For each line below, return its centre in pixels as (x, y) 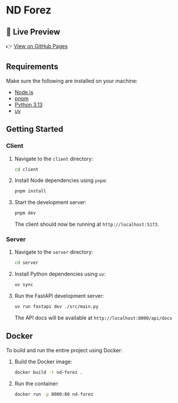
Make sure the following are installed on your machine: (72, 81)
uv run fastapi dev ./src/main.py (56, 307)
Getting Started (35, 129)
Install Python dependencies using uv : (60, 274)
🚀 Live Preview (33, 32)
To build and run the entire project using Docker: (64, 350)
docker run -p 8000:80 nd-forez (54, 394)
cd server (27, 263)
